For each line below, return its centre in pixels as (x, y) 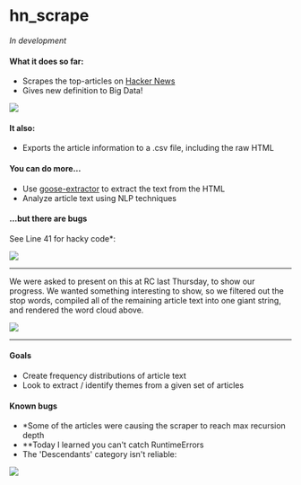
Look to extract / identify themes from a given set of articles (133, 385)
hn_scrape (49, 16)
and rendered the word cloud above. (77, 310)
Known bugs (34, 406)
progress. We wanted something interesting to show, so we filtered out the (147, 291)
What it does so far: (47, 61)
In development (38, 40)
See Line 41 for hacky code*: (63, 238)
